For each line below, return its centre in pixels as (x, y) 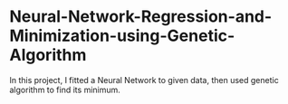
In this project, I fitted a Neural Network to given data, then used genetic (144, 80)
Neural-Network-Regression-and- (141, 17)
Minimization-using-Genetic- (122, 36)
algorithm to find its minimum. (65, 90)
